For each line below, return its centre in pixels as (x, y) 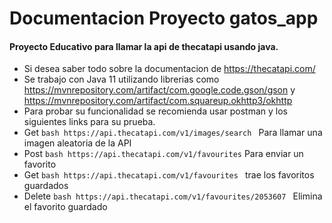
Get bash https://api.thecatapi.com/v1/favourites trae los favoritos (169, 175)
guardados (46, 186)
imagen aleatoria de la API (77, 143)
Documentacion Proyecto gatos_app (164, 18)
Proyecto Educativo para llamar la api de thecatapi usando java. (144, 46)
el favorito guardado (65, 207)
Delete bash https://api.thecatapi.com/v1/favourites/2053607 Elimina (173, 196)
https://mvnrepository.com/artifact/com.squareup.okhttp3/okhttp (158, 101)
